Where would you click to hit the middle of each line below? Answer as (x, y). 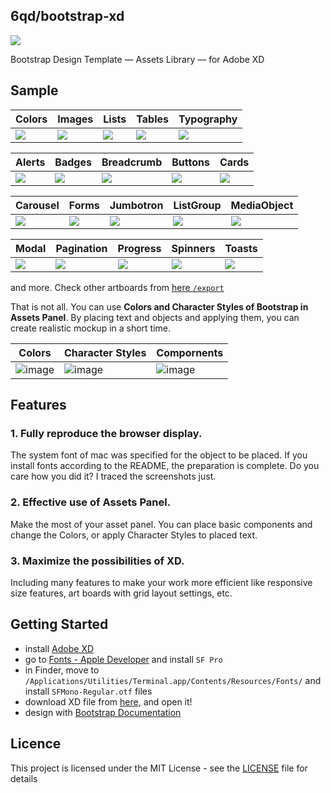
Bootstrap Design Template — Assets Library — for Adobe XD (137, 59)
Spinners (193, 248)
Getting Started (59, 624)
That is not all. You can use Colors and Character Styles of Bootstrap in (159, 306)
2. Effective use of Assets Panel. (91, 502)
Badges (73, 162)
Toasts (241, 248)
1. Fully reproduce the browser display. (106, 433)
